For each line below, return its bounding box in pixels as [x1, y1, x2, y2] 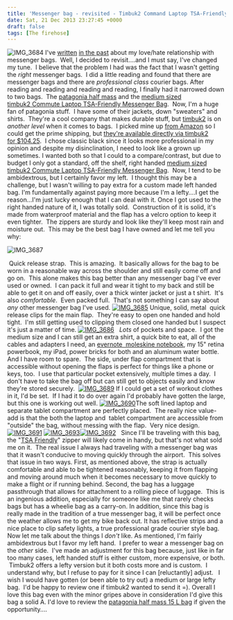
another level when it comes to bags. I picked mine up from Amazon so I [7, 122, 216, 130]
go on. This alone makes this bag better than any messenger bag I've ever [7, 274, 221, 283]
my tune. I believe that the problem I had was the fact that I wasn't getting [7, 63, 220, 71]
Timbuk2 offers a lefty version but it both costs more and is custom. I [8, 561, 208, 569]
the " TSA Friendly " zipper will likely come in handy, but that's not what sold [7, 436, 223, 444]
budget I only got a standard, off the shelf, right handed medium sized [7, 159, 207, 167]
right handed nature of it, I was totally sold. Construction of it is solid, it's [7, 203, 216, 211]
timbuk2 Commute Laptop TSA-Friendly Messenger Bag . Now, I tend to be [7, 166, 221, 175]
